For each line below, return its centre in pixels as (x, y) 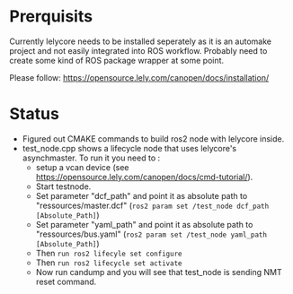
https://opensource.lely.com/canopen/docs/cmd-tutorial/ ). (144, 177)
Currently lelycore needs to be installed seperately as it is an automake (141, 41)
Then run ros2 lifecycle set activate (109, 263)
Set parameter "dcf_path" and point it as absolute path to (142, 195)
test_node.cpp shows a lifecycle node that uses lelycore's (129, 148)
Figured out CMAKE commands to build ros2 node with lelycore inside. (153, 138)
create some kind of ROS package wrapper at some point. (117, 60)
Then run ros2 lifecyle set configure (109, 253)
